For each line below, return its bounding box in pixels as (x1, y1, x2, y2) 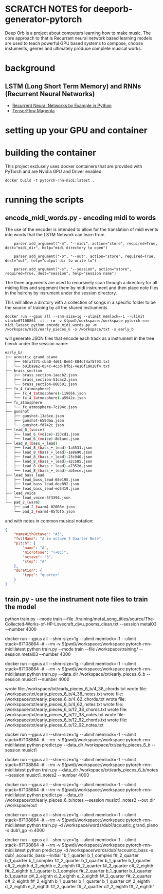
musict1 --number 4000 (21, 676, 70, 682)
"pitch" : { (14, 541, 36, 546)
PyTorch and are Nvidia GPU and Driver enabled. (5, 168, 103, 174)
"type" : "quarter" (22, 573, 60, 578)
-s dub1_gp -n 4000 (5, 827, 45, 833)
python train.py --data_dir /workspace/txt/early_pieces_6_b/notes (26, 767, 158, 772)
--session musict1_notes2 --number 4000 (5, 772, 89, 778)
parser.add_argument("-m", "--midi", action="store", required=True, (14, 241, 158, 246)
